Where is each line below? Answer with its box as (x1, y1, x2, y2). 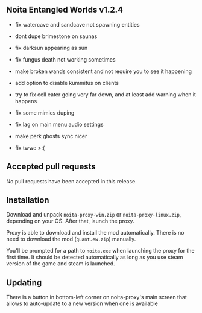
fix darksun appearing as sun (14, 44, 88, 51)
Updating (6, 277, 42, 288)
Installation (6, 195, 49, 206)
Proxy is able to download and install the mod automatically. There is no (6, 229, 185, 236)
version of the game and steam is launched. (6, 260, 116, 267)
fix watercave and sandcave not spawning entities (14, 21, 140, 28)
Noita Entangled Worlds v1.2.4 (6, 5, 124, 15)
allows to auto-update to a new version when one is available (6, 300, 158, 307)
